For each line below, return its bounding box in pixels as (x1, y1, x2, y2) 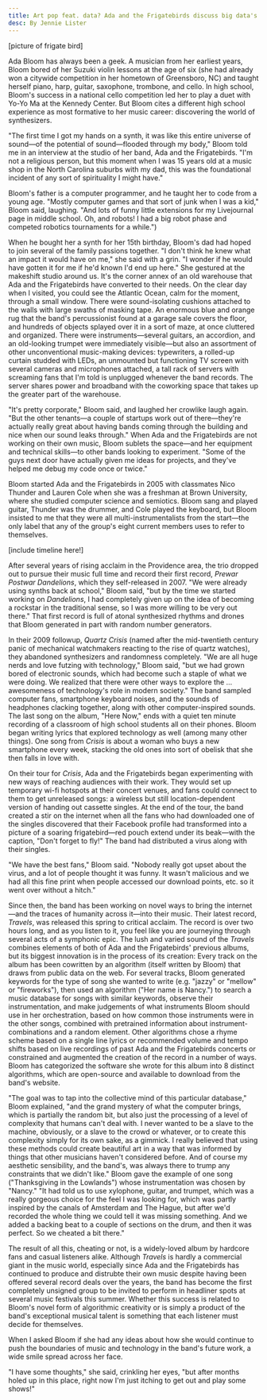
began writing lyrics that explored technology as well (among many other (8, 727, 248, 737)
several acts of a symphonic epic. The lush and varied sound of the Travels (8, 934, 254, 943)
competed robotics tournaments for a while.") (8, 222, 157, 231)
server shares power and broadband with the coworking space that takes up (8, 380, 259, 390)
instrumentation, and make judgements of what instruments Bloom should (8, 1001, 250, 1011)
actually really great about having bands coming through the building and (8, 422, 249, 431)
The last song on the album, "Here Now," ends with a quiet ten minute (8, 711, 237, 720)
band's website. (8, 1078, 61, 1087)
